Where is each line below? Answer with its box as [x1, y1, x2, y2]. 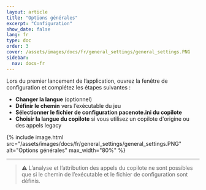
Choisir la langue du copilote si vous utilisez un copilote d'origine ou [15, 115, 190, 123]
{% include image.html [6, 133, 64, 141]
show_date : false [6, 26, 51, 32]
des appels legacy [15, 121, 62, 129]
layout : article [6, 9, 48, 15]
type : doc [6, 37, 32, 44]
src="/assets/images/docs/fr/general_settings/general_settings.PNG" [6, 140, 182, 147]
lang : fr [6, 32, 29, 38]
